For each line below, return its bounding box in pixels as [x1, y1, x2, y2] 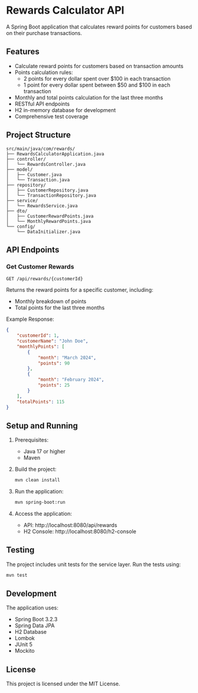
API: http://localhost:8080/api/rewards [23, 521, 118, 528]
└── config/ [6, 223, 35, 229]
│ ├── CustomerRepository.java [6, 187, 89, 193]
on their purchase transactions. [6, 29, 83, 36]
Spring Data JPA [14, 622, 55, 629]
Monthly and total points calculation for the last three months [14, 94, 164, 101]
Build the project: [14, 466, 57, 473]
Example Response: [6, 315, 54, 323]
